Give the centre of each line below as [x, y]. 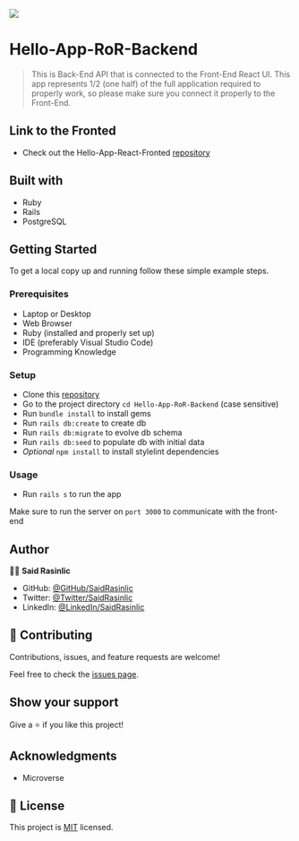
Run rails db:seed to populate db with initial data [113, 442]
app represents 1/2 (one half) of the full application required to [146, 83]
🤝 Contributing [51, 635]
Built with [36, 180]
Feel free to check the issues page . [74, 674]
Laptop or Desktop [56, 313]
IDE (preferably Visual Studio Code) [88, 342]
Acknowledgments [64, 756]
